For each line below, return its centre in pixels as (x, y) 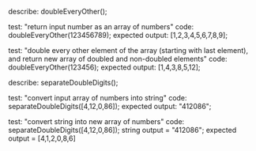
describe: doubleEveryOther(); (58, 11)
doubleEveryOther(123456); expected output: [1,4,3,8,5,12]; (104, 67)
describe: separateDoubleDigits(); (63, 83)
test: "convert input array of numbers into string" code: (98, 98)
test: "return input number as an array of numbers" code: (101, 26)
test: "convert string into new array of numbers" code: (96, 121)
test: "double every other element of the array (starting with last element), (128, 50)
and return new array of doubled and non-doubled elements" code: (118, 59)
